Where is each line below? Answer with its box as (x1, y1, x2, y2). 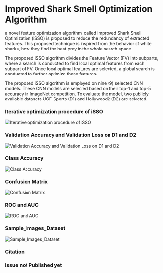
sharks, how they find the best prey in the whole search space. (5, 46, 133, 51)
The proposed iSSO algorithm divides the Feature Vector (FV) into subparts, (5, 55, 159, 61)
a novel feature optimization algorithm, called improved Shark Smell (5, 30, 142, 36)
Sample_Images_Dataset (5, 225, 66, 232)
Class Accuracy (5, 155, 44, 162)
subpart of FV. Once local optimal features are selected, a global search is (5, 65, 155, 72)
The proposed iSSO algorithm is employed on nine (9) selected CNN (5, 80, 143, 86)
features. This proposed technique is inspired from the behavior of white (5, 40, 152, 46)
